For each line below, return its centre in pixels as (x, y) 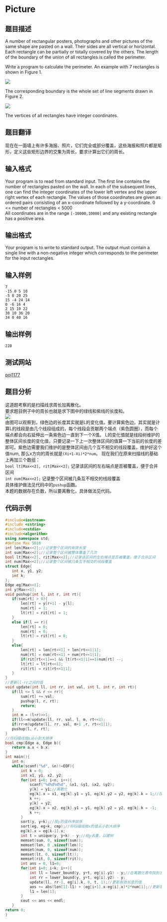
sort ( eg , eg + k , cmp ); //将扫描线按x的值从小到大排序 (70, 827)
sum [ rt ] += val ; (38, 696)
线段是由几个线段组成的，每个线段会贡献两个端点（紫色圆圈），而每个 (87, 429)
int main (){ (17, 757)
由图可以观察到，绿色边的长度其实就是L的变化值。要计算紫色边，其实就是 (80, 422)
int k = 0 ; (32, 771)
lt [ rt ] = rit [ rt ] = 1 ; (44, 613)
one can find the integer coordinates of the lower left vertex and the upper (81, 192)
